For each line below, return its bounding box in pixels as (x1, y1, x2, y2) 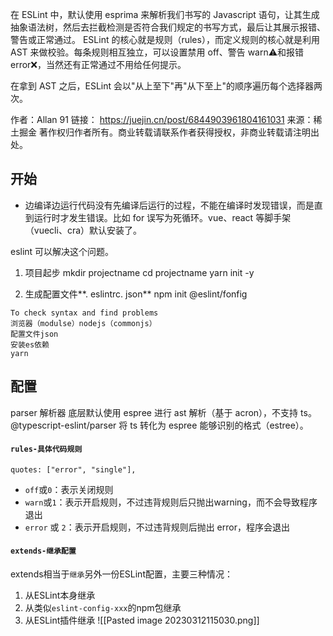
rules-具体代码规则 (10, 444, 83, 455)
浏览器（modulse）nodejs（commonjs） (10, 318, 157, 328)
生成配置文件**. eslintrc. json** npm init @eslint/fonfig (24, 288, 248, 300)
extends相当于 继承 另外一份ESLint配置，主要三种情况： (10, 568, 233, 580)
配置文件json (10, 329, 59, 339)
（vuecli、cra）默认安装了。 (24, 224, 143, 236)
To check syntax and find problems (10, 308, 159, 318)
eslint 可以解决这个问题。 (10, 245, 115, 257)
